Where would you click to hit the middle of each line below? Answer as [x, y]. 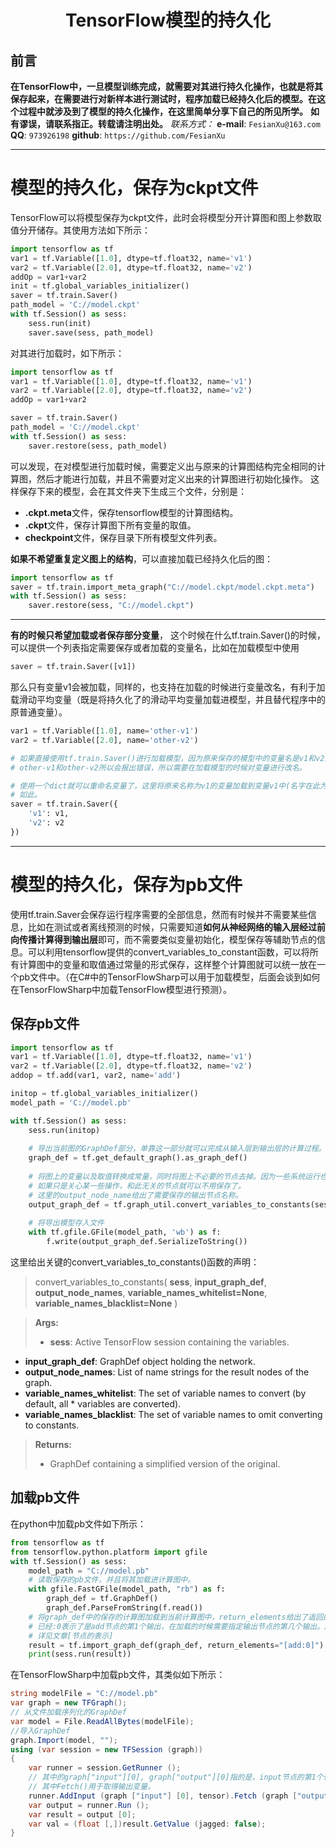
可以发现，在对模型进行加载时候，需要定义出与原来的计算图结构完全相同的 [163, 466]
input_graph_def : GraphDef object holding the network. [140, 1362]
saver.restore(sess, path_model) [98, 446]
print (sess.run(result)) [80, 1654]
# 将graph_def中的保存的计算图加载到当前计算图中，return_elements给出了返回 [176, 1617]
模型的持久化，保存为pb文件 [126, 885]
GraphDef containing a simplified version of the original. [165, 1464]
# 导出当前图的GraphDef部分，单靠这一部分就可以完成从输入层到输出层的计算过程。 [177, 1149]
